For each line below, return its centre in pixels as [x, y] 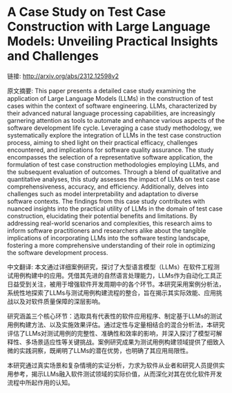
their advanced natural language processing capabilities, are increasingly [111, 113]
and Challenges [53, 56]
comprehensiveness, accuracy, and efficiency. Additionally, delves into [108, 186]
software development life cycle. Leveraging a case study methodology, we [115, 128]
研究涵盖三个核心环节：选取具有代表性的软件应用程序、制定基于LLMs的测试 [115, 316]
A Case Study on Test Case [87, 12]
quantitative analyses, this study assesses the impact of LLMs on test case [114, 179]
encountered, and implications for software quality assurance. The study [110, 150]
